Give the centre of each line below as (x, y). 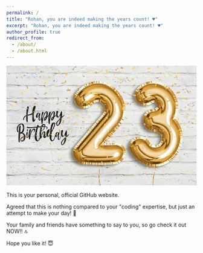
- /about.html (29, 51)
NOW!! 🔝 (17, 231)
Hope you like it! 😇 (30, 243)
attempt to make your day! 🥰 (41, 213)
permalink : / (23, 13)
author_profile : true (34, 32)
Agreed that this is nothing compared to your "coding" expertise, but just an (101, 207)
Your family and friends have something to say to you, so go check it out (96, 225)
